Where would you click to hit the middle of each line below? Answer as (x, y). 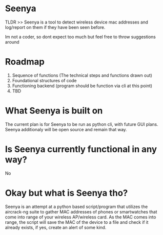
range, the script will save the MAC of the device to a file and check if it (77, 222)
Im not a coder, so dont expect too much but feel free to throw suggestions (81, 37)
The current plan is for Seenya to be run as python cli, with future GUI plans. (82, 124)
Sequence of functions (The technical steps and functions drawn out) (82, 75)
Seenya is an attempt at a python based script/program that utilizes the (76, 207)
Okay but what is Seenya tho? (67, 193)
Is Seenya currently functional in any (81, 149)
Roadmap (25, 62)
